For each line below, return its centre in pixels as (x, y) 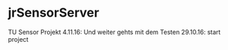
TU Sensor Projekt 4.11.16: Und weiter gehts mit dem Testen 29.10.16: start (114, 32)
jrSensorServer (53, 13)
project (18, 39)
